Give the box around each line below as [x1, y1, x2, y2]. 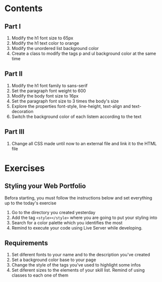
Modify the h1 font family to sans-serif [11, 83, 88, 88]
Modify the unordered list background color [11, 46, 99, 51]
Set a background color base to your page [11, 257, 97, 263]
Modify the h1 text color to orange [11, 40, 80, 46]
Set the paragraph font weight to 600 [11, 88, 86, 94]
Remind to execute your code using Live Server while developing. [11, 225, 143, 231]
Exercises [4, 163, 45, 174]
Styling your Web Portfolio [4, 182, 86, 190]
